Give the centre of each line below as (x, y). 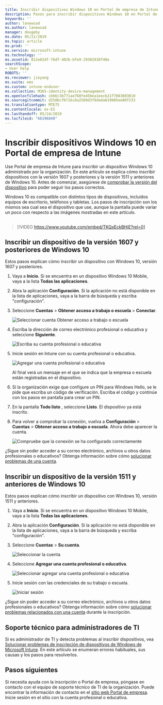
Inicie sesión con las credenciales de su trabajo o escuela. (70, 583)
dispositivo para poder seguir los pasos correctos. (55, 187)
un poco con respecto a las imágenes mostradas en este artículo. (70, 212)
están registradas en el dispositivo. (47, 378)
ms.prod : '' (17, 46)
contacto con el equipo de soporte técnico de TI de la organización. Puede (80, 687)
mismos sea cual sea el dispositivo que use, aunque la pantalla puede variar (81, 207)
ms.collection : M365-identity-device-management (55, 91)
